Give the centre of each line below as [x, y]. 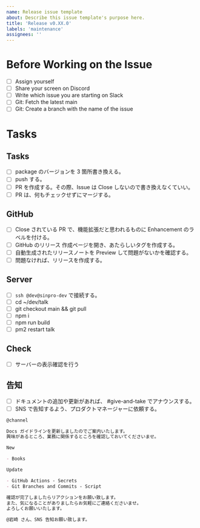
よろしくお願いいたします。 [35, 509]
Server [19, 280]
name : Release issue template [45, 12]
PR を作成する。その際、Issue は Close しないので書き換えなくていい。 [104, 187]
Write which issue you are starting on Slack [69, 96]
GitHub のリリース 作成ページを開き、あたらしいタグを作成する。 [97, 245]
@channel [17, 420]
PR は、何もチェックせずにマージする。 [64, 195]
